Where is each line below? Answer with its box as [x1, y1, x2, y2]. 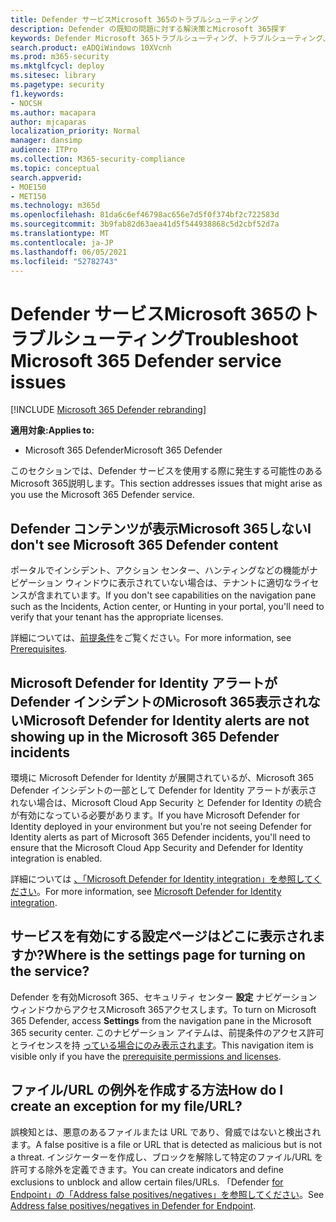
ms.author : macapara [10, 107, 97, 118]
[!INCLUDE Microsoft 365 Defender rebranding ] [10, 404, 207, 416]
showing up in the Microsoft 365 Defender [10, 728, 280, 745]
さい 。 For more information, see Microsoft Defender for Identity [18, 885, 282, 897]
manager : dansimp [10, 136, 83, 146]
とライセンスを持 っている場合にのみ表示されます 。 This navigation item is [10, 1039, 314, 1051]
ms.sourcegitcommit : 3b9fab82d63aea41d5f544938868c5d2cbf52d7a [10, 219, 280, 230]
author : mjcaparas [10, 117, 87, 127]
